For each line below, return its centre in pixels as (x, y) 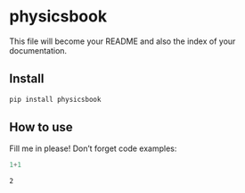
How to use (41, 127)
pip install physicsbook (55, 99)
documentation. (38, 50)
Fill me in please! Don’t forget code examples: (93, 148)
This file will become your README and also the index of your (122, 41)
